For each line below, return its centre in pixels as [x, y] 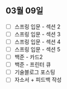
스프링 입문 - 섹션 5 [37, 49]
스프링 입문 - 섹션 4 [37, 42]
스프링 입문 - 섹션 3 [37, 34]
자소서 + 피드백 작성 [38, 80]
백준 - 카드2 [29, 57]
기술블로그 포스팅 [35, 72]
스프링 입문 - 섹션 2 [37, 27]
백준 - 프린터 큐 [33, 65]
